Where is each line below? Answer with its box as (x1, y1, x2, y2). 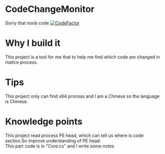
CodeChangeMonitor (5, 3, 95, 15)
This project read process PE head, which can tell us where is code (5, 132, 144, 138)
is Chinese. (5, 98, 28, 104)
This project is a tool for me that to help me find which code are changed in (5, 54, 160, 60)
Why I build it (5, 37, 61, 49)
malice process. (5, 59, 38, 65)
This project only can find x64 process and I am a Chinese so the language (5, 93, 160, 99)
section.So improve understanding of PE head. (5, 138, 101, 144)
